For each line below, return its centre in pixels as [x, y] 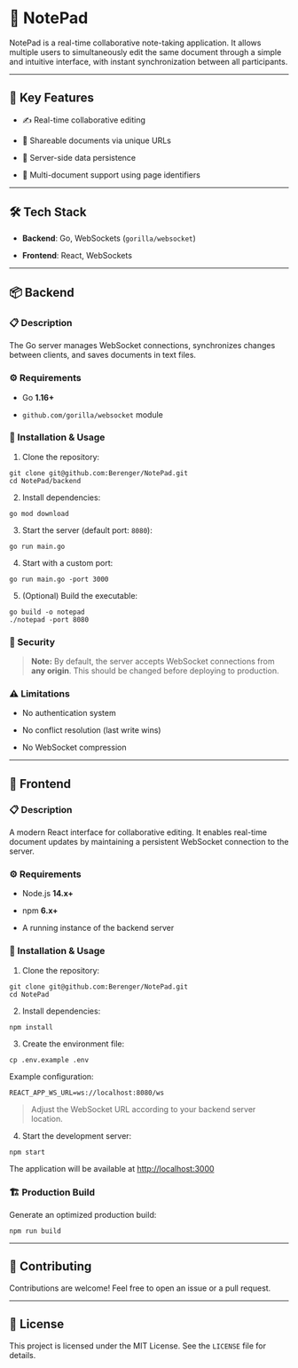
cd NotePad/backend [45, 481]
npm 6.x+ [40, 911]
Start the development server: [77, 1135]
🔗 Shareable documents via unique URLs [96, 140]
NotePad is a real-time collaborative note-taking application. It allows [135, 43]
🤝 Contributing [51, 1266]
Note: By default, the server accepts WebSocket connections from [153, 662]
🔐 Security [32, 641]
